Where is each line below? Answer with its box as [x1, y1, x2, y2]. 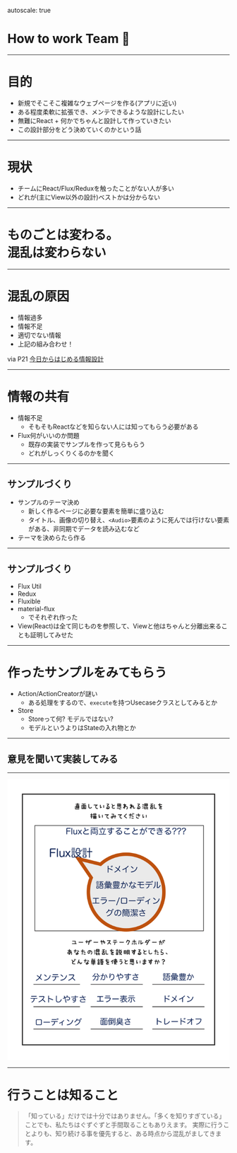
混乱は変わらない [7, 245, 107, 260]
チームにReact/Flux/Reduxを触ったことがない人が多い [17, 184, 175, 192]
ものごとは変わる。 [7, 227, 119, 243]
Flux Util [17, 582, 42, 591]
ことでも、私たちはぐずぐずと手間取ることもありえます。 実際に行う [24, 1120, 224, 1129]
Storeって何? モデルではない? [28, 714, 114, 724]
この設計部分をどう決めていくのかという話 [17, 125, 142, 134]
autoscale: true [7, 6, 51, 14]
